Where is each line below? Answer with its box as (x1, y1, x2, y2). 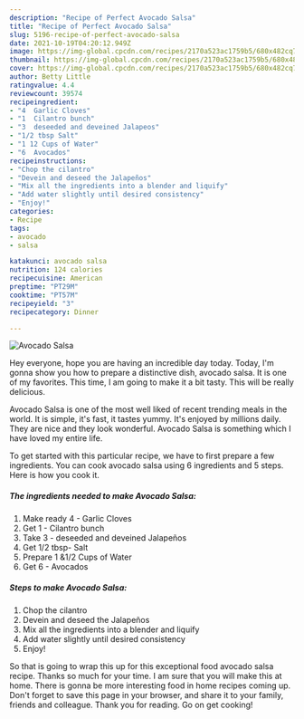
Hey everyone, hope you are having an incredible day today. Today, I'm (9, 358, 274, 369)
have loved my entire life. (9, 433, 103, 444)
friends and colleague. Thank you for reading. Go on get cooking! (9, 699, 253, 711)
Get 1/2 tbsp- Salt (22, 542, 89, 553)
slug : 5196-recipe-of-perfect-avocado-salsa (9, 30, 180, 39)
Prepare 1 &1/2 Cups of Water (22, 551, 133, 562)
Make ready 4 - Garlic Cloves (22, 513, 133, 524)
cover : (9, 64, 34, 73)
